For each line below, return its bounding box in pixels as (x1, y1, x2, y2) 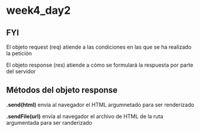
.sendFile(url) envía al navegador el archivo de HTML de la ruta (6, 112, 163, 120)
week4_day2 (6, 4, 71, 17)
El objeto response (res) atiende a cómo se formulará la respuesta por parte (6, 61, 193, 68)
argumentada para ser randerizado (6, 119, 93, 126)
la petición (6, 50, 32, 57)
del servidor (6, 68, 36, 75)
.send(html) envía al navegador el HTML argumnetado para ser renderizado (6, 101, 195, 108)
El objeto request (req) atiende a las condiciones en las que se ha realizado (6, 43, 192, 50)
